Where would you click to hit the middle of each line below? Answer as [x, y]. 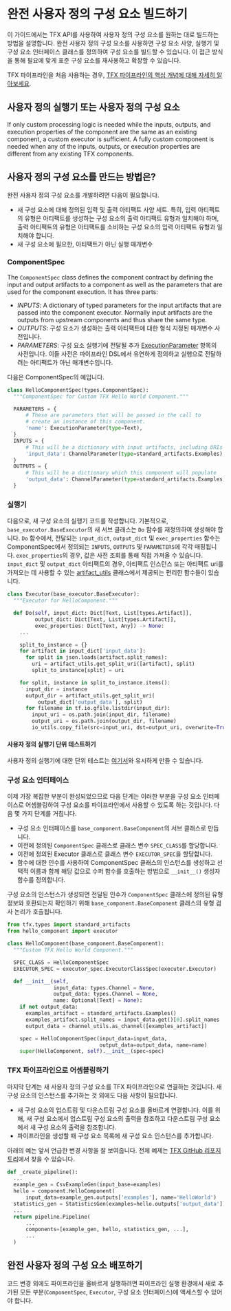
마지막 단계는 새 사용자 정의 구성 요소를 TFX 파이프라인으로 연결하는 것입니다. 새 [114, 1087]
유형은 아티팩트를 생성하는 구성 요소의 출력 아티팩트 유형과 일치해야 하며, [122, 218]
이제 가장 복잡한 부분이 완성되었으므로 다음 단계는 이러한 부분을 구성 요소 [104, 797]
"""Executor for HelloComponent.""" [66, 601]
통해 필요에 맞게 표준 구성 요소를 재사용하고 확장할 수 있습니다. [98, 60]
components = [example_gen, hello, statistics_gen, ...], [107, 1230]
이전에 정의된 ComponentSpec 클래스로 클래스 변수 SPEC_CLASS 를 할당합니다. [118, 846]
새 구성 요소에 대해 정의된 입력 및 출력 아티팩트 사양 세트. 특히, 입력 [107, 209]
